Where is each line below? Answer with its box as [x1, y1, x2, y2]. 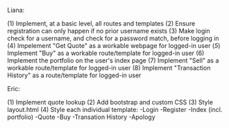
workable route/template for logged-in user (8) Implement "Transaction [7, 64, 211, 72]
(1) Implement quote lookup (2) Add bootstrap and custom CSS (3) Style [7, 98, 214, 106]
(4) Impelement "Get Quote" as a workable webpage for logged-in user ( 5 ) [7, 42, 221, 49]
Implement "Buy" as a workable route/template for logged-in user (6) [7, 49, 205, 57]
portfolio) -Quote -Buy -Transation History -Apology [7, 113, 155, 121]
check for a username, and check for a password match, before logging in [7, 34, 220, 42]
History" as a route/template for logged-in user [7, 71, 142, 79]
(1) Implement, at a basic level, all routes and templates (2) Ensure [7, 19, 196, 27]
